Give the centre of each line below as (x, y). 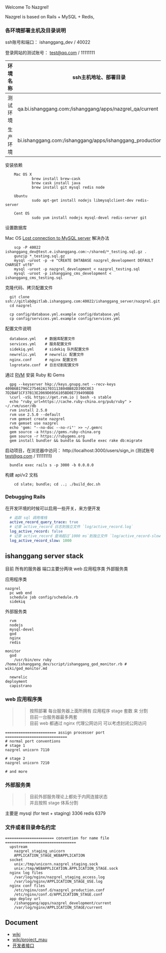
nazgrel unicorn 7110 (27, 750)
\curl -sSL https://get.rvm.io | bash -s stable (61, 397)
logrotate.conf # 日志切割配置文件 (44, 365)
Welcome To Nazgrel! (27, 7)
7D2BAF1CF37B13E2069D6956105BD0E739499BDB (49, 393)
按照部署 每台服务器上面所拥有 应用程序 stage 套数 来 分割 (89, 711)
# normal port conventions (33, 741)
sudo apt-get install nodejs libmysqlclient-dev (83, 201)
